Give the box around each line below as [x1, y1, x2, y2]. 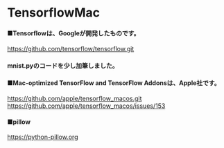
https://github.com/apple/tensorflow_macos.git [7, 95, 142, 103]
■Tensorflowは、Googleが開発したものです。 [7, 29, 140, 37]
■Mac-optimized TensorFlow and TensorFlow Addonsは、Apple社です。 [7, 78, 221, 87]
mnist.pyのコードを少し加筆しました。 [7, 61, 119, 70]
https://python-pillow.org [7, 133, 78, 141]
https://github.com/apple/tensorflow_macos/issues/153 [7, 102, 166, 110]
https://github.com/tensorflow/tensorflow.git [7, 45, 135, 53]
